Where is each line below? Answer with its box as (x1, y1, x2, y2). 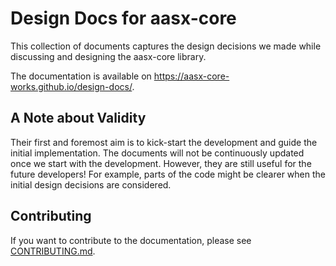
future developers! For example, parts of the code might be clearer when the (10, 168, 326, 180)
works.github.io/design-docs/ (10, 80, 133, 92)
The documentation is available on (10, 70, 152, 82)
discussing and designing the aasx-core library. (10, 50, 207, 62)
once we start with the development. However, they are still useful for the (10, 157, 312, 169)
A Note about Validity (10, 110, 147, 127)
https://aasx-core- (153, 70, 230, 82)
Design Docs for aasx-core (10, 7, 237, 30)
